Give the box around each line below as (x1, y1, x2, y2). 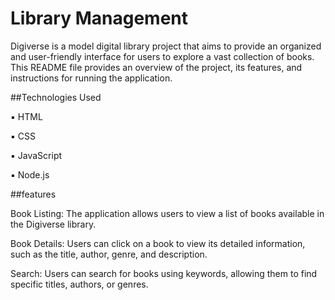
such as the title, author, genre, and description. (10, 248, 208, 260)
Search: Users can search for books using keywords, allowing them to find (10, 267, 318, 279)
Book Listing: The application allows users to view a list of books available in (10, 207, 325, 219)
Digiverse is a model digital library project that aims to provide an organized (10, 40, 322, 52)
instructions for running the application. (10, 72, 173, 84)
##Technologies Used (10, 91, 102, 103)
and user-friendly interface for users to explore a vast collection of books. (10, 50, 315, 62)
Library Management (10, 7, 188, 30)
